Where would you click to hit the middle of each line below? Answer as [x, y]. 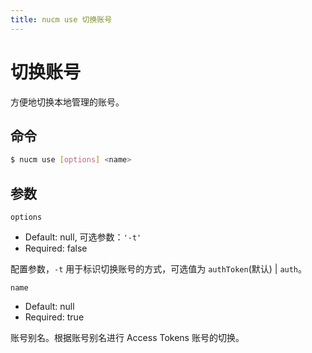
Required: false [56, 248]
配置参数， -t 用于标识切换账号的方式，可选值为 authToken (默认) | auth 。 [159, 269]
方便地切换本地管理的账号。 [67, 102]
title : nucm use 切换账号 [61, 19]
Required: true [54, 317]
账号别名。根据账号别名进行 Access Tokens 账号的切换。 [127, 338]
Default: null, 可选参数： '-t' [83, 237]
